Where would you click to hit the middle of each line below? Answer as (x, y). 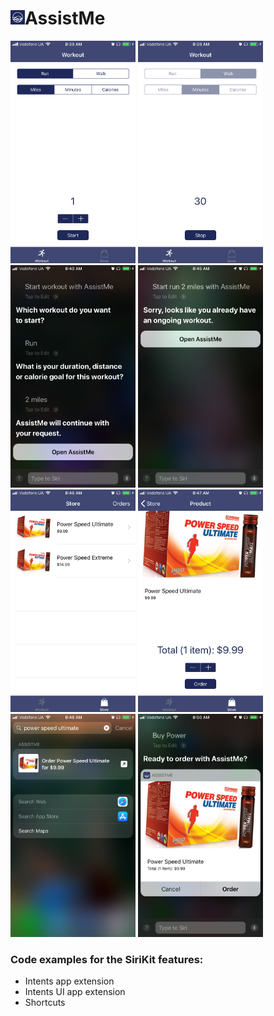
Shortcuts (45, 1002)
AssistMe (65, 18)
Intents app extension (69, 981)
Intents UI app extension (75, 991)
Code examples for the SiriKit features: (107, 959)
